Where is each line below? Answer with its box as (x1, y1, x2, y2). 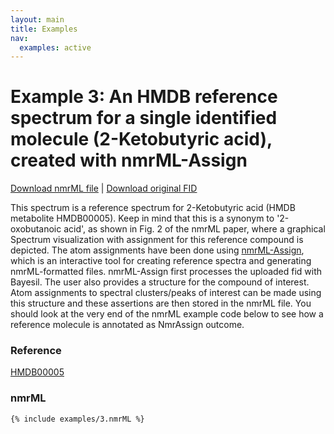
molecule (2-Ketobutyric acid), (10, 128, 273, 151)
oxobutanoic (10, 223, 62, 235)
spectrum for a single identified (10, 107, 278, 130)
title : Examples (10, 24, 78, 34)
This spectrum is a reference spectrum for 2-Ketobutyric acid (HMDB (10, 202, 296, 214)
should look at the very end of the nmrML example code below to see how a (10, 308, 324, 320)
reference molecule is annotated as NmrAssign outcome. (10, 319, 245, 331)
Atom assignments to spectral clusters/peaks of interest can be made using (10, 287, 322, 299)
